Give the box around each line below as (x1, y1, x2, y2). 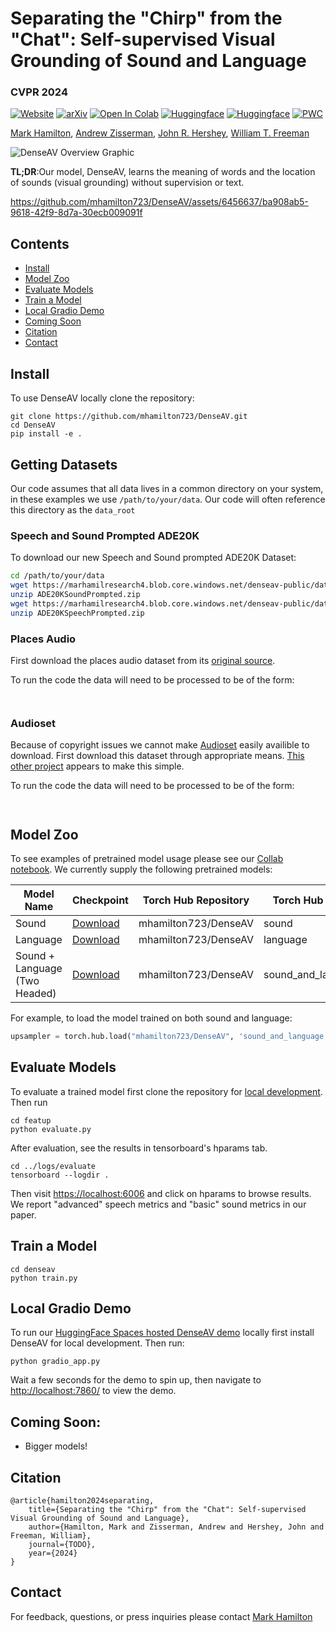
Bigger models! (24, 1440, 88, 1452)
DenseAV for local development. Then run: (10, 1337, 185, 1349)
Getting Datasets (10, 456, 118, 473)
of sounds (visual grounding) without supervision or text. (10, 177, 245, 189)
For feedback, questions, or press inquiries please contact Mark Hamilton (10, 1610, 313, 1622)
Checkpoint (71, 893, 129, 907)
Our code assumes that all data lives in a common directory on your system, (10, 482, 324, 494)
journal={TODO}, (28, 1539, 97, 1549)
